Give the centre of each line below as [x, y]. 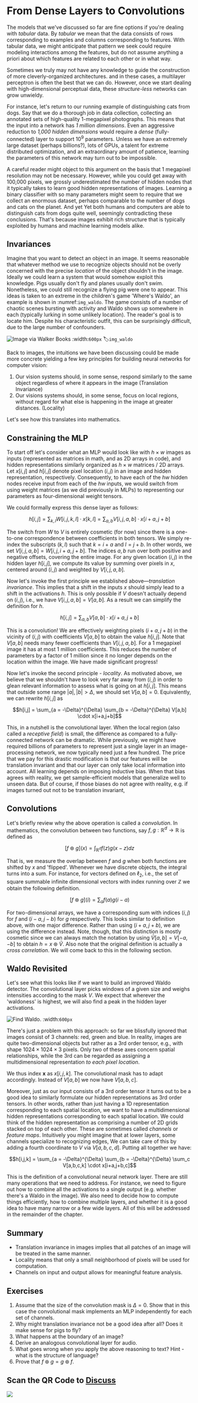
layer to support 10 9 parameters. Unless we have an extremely [111, 138]
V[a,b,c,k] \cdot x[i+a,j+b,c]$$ [100, 1165]
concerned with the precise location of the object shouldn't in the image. [95, 271]
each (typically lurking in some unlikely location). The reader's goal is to [94, 315]
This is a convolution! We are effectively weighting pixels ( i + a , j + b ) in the [97, 630]
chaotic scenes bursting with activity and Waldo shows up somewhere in [95, 309]
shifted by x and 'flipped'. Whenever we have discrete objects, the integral [97, 867]
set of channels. [35, 1318]
